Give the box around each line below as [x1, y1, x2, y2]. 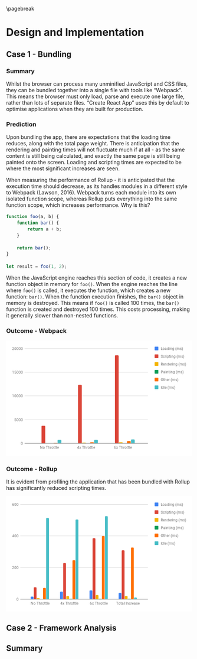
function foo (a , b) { [6, 214, 60, 220]
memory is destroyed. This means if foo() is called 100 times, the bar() [6, 300, 180, 307]
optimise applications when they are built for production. [6, 105, 143, 112]
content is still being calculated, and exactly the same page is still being [6, 152, 180, 160]
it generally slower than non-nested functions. [6, 312, 119, 319]
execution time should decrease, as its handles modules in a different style [6, 183, 188, 190]
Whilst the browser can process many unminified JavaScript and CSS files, [6, 80, 188, 87]
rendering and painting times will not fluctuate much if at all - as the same [6, 146, 185, 153]
